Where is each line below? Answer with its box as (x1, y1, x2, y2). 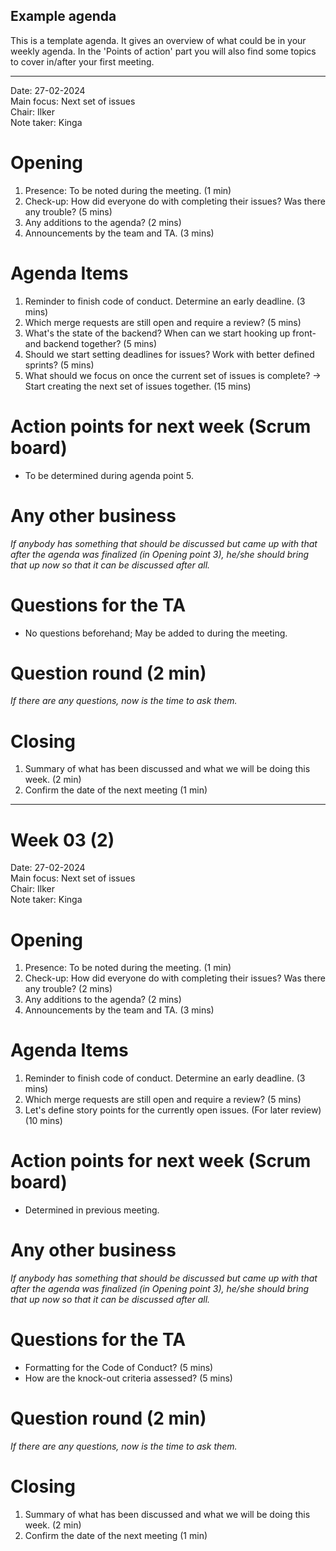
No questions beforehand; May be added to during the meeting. (24, 627, 288, 639)
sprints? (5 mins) (24, 359, 95, 371)
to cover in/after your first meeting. (10, 55, 155, 68)
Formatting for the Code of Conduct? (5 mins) (24, 1362, 214, 1373)
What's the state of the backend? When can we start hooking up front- (24, 327, 317, 339)
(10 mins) (24, 1115, 63, 1127)
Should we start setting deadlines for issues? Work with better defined (24, 348, 315, 360)
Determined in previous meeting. (24, 1204, 160, 1216)
